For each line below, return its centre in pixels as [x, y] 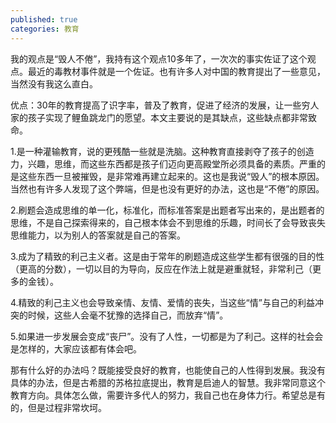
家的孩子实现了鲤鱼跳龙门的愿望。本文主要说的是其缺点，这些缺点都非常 [159, 117]
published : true [44, 19]
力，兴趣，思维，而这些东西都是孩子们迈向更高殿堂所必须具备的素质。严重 [163, 163]
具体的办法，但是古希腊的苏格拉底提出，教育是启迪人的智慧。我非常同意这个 [168, 382]
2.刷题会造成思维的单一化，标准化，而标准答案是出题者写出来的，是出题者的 [167, 210]
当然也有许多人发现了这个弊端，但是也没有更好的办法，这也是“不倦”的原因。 [167, 188]
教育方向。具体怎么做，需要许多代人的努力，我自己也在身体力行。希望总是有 [168, 395]
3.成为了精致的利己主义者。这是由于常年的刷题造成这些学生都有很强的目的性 [167, 256]
